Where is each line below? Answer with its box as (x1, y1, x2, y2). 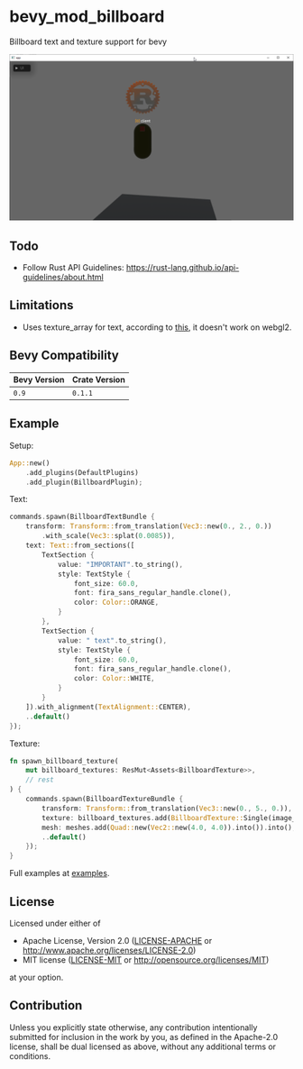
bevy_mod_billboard (9, 6, 165, 27)
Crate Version (71, 374, 126, 385)
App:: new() (9, 458, 50, 468)
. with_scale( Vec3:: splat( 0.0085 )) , (41, 532, 176, 541)
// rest (25, 775, 54, 785)
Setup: (9, 440, 34, 451)
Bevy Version (13, 374, 65, 385)
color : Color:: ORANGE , (73, 598, 160, 608)
